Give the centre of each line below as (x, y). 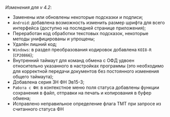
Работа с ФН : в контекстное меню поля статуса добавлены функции (86, 87)
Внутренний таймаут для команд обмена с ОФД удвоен (73, 60)
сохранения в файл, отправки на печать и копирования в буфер (82, 93)
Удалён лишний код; (35, 44)
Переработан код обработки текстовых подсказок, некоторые (80, 33)
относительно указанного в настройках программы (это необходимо (88, 66)
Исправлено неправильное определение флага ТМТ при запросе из (87, 104)
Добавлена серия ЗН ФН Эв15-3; (48, 82)
